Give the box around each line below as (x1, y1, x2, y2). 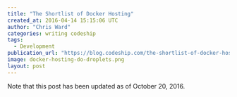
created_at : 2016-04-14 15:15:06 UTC (7, 17, 119, 24)
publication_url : (7, 50, 59, 57)
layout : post (7, 63, 46, 70)
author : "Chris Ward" (7, 23, 71, 30)
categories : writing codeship (7, 30, 97, 37)
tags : (7, 37, 23, 44)
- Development (13, 43, 55, 50)
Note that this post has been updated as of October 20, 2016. (7, 82, 186, 90)
